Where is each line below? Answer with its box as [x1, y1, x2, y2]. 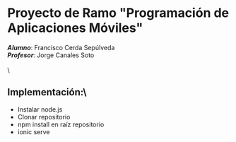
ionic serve [17, 127, 50, 136]
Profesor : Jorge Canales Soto [7, 51, 95, 59]
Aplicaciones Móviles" [7, 20, 143, 36]
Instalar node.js [17, 105, 63, 114]
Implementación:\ [7, 86, 87, 98]
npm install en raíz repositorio [17, 120, 105, 129]
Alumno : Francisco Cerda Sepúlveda [7, 43, 115, 52]
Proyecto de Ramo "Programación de [7, 5, 230, 21]
